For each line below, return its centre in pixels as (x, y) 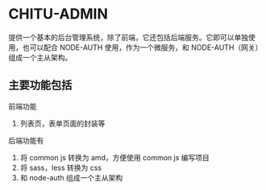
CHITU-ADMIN (58, 14)
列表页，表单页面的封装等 (62, 123)
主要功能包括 (40, 85)
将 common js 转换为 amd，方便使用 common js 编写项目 (114, 157)
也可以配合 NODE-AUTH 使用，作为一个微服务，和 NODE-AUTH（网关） (142, 47)
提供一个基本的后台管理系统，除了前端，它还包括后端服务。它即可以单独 (128, 37)
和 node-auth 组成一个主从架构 (71, 177)
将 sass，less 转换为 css (61, 167)
